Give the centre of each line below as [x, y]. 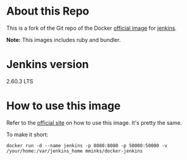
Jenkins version [48, 64]
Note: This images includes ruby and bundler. [64, 40]
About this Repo [48, 11]
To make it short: [27, 134]
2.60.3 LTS [20, 81]
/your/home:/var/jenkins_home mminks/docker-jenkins [75, 151]
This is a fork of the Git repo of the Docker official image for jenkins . [91, 28]
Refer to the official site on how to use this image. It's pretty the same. [94, 122]
